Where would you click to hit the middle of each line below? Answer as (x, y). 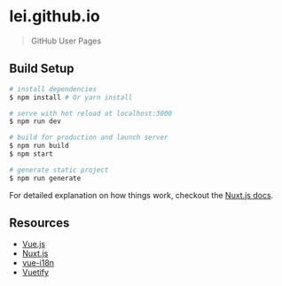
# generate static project (59, 170)
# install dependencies (53, 89)
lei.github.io (55, 16)
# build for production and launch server (89, 138)
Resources (39, 223)
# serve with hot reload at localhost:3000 (91, 113)
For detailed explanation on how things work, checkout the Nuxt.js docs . (141, 195)
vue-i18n (38, 263)
